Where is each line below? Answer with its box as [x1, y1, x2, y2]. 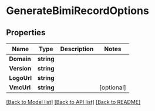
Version [9, 65, 32, 72]
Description [60, 45, 94, 53]
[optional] [99, 83, 126, 92]
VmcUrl [9, 83, 31, 92]
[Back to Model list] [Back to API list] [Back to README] [6, 99, 141, 105]
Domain [9, 55, 31, 63]
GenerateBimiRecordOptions [6, 4, 150, 18]
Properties [6, 28, 46, 38]
